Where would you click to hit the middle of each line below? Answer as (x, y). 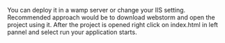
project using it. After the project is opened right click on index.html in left (113, 25)
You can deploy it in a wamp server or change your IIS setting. (96, 10)
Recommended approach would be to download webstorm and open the (111, 17)
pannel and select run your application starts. (72, 32)
